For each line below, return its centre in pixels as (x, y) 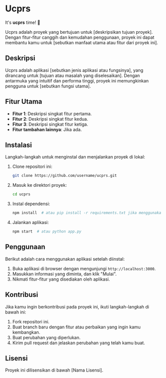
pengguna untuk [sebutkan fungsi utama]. (48, 86)
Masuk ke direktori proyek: (39, 185)
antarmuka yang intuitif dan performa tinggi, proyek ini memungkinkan (77, 80)
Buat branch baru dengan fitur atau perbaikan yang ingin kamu (77, 327)
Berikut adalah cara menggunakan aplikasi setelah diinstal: (65, 259)
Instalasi (19, 145)
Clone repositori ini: (32, 166)
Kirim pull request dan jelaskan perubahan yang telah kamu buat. (79, 343)
